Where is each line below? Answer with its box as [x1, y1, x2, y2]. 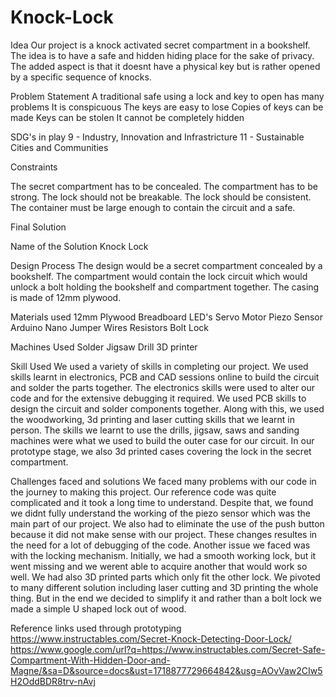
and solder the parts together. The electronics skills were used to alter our [10, 381, 316, 393]
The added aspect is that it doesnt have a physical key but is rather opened [10, 60, 321, 72]
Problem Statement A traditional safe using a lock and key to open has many [10, 90, 325, 102]
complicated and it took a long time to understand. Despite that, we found [10, 496, 314, 508]
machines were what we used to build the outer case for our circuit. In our [10, 434, 315, 446]
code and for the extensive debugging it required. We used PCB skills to [10, 392, 307, 404]
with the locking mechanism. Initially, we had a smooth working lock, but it [10, 549, 317, 561]
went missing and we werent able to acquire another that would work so [10, 560, 308, 572]
